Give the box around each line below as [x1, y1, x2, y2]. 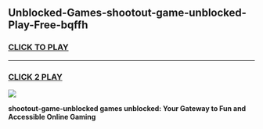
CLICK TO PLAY [8, 42, 69, 53]
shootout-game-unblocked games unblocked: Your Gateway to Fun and [8, 103, 247, 113]
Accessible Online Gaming [8, 112, 96, 121]
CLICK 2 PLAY [8, 71, 63, 82]
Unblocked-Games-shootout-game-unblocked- [8, 6, 247, 20]
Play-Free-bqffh [8, 19, 88, 32]
